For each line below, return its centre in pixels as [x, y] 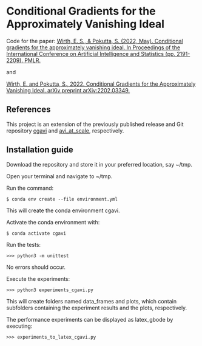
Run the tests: [24, 244]
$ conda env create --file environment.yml [62, 199]
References [29, 110]
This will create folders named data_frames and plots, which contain [92, 301]
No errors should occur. [36, 267]
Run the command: [30, 188]
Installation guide [40, 150]
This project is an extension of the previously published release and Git [95, 124]
